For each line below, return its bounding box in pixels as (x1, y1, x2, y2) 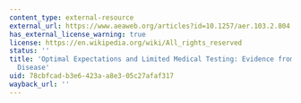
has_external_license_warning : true (9, 30, 146, 39)
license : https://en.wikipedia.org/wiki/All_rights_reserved (9, 38, 243, 47)
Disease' (17, 64, 50, 73)
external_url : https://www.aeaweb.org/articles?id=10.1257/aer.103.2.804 (9, 21, 291, 30)
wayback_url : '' (9, 80, 70, 89)
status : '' (9, 47, 50, 56)
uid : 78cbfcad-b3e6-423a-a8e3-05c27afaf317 (9, 72, 175, 81)
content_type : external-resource (9, 13, 134, 22)
